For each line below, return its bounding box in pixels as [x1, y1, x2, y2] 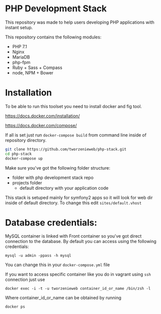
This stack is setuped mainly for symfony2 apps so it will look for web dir [5, 194, 153, 200]
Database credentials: [5, 217, 97, 228]
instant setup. [5, 24, 33, 30]
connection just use [5, 277, 45, 282]
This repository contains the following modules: [5, 34, 102, 40]
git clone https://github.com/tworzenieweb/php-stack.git [5, 146, 127, 152]
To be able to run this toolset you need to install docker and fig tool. [5, 103, 142, 109]
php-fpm [12, 59, 31, 65]
